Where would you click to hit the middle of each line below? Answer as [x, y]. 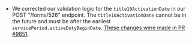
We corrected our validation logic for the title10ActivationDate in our [99, 9]
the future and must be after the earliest [61, 21]
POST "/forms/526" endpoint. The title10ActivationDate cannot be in [99, 15]
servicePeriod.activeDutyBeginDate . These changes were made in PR [98, 27]
